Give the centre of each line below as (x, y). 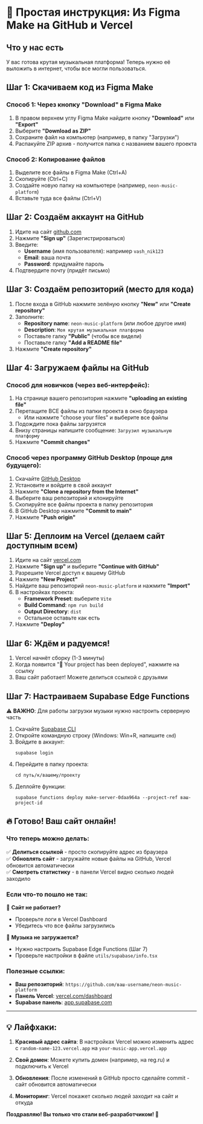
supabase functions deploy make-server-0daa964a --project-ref (96, 798)
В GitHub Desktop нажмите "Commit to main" (73, 511)
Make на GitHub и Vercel (69, 25)
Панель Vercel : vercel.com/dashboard (63, 996)
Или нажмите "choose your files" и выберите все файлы (96, 417)
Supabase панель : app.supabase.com (63, 1002)
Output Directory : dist (53, 612)
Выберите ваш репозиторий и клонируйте (69, 498)
